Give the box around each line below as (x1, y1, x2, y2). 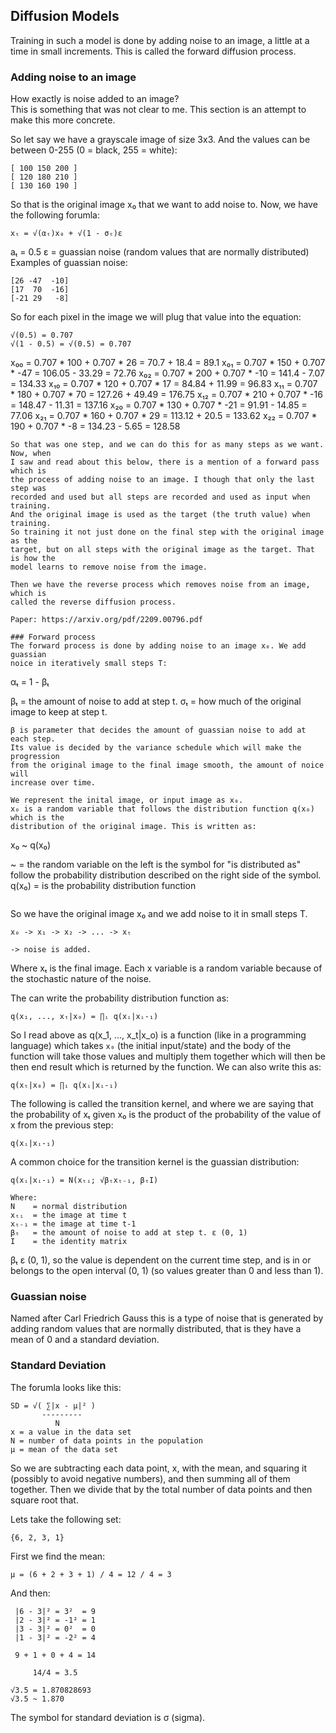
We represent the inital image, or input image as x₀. (10, 795, 244, 806)
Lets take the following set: (10, 1513, 122, 1525)
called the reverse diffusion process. (10, 597, 177, 608)
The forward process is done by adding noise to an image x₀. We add (10, 641, 307, 651)
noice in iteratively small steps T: (10, 659, 168, 669)
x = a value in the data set (10, 1427, 132, 1437)
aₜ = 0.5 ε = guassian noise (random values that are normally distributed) (10, 246, 310, 258)
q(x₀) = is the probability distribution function (10, 880, 197, 892)
